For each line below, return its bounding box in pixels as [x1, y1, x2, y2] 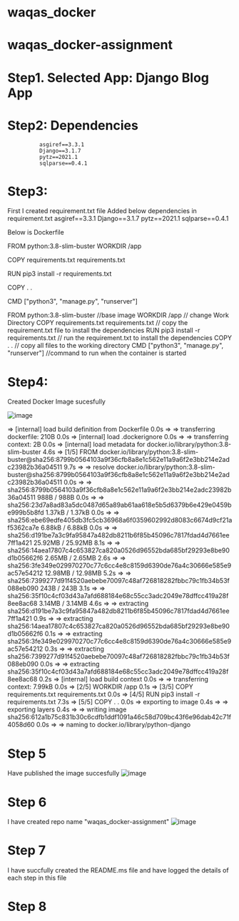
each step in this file [7, 874, 67, 883]
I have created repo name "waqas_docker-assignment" [7, 818, 170, 826]
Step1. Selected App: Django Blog [7, 69, 209, 86]
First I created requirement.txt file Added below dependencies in [7, 207, 198, 215]
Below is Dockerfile [7, 228, 64, 237]
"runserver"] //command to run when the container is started [7, 349, 187, 357]
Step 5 [7, 746, 46, 761]
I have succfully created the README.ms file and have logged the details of [7, 866, 230, 875]
